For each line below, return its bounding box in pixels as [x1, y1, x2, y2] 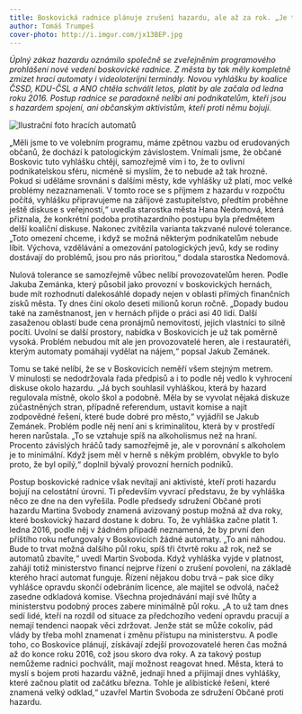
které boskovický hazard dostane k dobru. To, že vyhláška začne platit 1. [9, 515, 279, 526]
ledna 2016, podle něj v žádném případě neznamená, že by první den [9, 524, 265, 536]
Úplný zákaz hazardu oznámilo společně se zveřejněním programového [9, 55, 276, 66]
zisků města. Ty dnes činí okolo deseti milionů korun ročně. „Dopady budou [9, 298, 289, 309]
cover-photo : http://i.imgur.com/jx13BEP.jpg [9, 30, 182, 39]
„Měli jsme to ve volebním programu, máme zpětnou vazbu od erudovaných [9, 137, 290, 149]
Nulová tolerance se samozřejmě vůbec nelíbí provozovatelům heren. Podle [9, 269, 289, 280]
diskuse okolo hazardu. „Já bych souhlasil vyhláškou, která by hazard [9, 383, 267, 393]
